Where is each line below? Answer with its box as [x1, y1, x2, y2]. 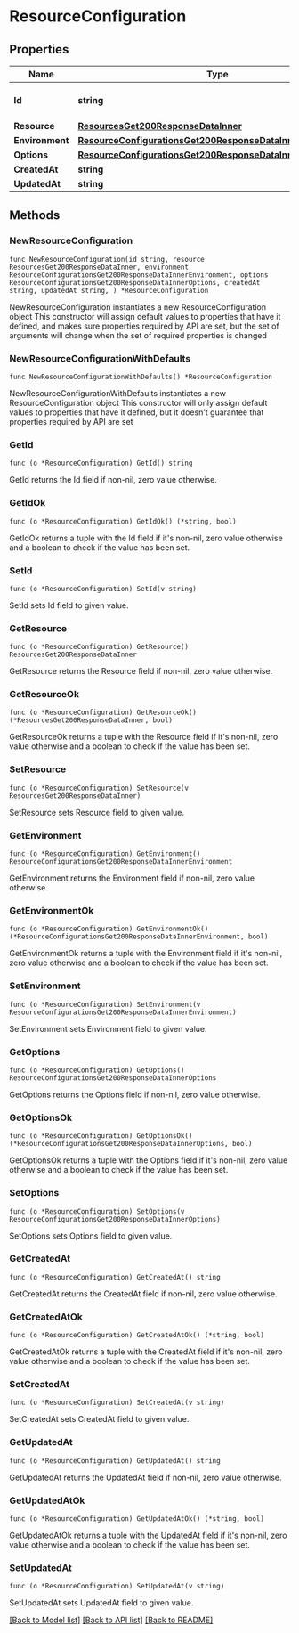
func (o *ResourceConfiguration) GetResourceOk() [9, 708, 198, 718]
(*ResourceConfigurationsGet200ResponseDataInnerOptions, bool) [9, 1140, 253, 1149]
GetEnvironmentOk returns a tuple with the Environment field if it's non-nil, [9, 948, 283, 959]
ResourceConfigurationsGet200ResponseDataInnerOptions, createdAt [9, 278, 261, 287]
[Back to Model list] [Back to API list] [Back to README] [9, 1614, 214, 1626]
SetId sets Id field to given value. [9, 599, 129, 611]
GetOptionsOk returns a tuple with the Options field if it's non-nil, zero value [9, 1155, 288, 1166]
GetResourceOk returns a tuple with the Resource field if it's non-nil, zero [9, 732, 279, 743]
